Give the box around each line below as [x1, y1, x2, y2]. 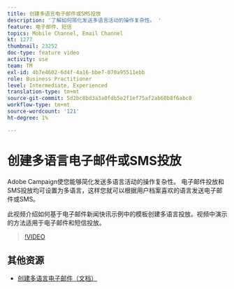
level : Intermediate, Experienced [7, 82, 108, 89]
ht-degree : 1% [7, 114, 49, 121]
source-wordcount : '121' [7, 108, 80, 115]
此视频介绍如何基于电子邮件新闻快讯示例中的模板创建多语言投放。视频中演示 [7, 209, 228, 218]
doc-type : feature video [7, 50, 80, 57]
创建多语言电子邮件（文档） [17, 274, 98, 283]
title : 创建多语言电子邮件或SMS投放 [7, 10, 101, 17]
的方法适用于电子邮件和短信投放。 [7, 218, 105, 227]
